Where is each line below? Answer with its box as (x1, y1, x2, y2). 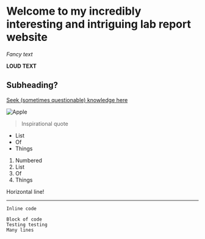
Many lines (6, 227, 34, 233)
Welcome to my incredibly (6, 4, 142, 18)
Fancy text (6, 50, 33, 57)
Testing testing (6, 221, 48, 227)
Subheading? (6, 80, 59, 90)
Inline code (6, 205, 37, 211)
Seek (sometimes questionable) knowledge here (6, 96, 128, 103)
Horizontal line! (6, 188, 45, 195)
